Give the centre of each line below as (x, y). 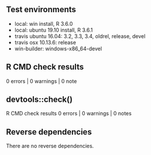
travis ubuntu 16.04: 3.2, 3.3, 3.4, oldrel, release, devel (80, 36)
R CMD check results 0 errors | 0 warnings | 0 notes (69, 113)
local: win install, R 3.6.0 (44, 23)
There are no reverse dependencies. (50, 146)
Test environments (41, 10)
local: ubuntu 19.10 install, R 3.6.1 (54, 30)
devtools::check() (40, 100)
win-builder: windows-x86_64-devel (58, 49)
